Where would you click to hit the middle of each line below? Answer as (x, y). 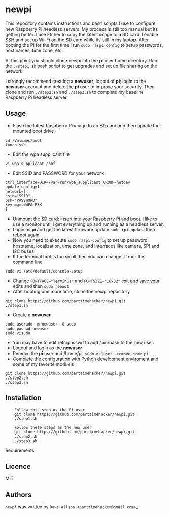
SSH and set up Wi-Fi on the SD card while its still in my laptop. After (77, 40)
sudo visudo (18, 333)
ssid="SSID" (18, 196)
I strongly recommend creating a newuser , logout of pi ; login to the (76, 81)
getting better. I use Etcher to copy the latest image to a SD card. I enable (82, 34)
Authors (19, 494)
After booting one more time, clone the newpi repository (71, 291)
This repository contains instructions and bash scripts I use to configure (80, 23)
